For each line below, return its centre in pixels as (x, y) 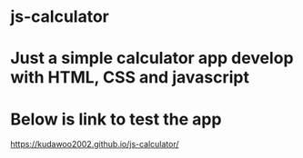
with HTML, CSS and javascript (130, 78)
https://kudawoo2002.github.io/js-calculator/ (95, 144)
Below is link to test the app (116, 119)
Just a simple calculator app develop (152, 59)
